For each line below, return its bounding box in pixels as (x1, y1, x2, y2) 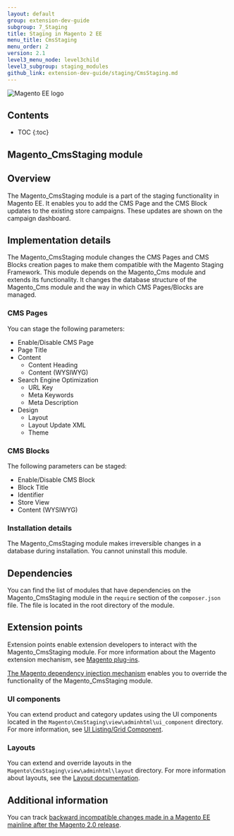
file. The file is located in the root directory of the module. (7, 601, 175, 610)
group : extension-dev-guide (7, 17, 90, 24)
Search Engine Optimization (17, 375, 99, 384)
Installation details (7, 523, 73, 533)
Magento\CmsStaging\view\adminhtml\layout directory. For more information (7, 766, 226, 775)
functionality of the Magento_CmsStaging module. (7, 676, 153, 685)
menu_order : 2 (7, 43, 49, 50)
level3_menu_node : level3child (7, 57, 99, 64)
